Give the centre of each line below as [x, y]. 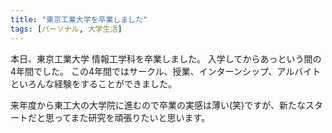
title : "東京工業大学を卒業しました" [79, 19]
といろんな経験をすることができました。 [93, 83]
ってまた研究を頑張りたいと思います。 [132, 117]
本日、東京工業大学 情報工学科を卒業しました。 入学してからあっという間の [166, 58]
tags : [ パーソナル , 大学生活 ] [66, 29]
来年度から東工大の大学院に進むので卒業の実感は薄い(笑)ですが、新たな [158, 105]
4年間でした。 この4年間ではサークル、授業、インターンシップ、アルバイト [166, 71]
